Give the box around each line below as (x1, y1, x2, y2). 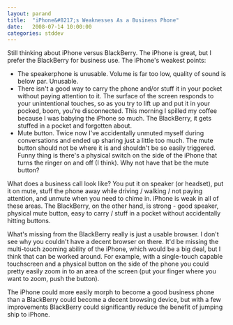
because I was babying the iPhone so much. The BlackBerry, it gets (17, 114, 211, 123)
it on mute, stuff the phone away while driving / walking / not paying (7, 187, 203, 195)
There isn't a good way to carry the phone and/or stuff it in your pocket (17, 84, 223, 93)
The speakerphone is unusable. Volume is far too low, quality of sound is (17, 70, 227, 78)
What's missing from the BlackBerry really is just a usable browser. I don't (7, 230, 220, 239)
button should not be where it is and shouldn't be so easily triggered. (17, 144, 216, 152)
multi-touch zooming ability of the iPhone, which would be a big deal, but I (7, 245, 221, 253)
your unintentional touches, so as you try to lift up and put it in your (17, 99, 211, 108)
